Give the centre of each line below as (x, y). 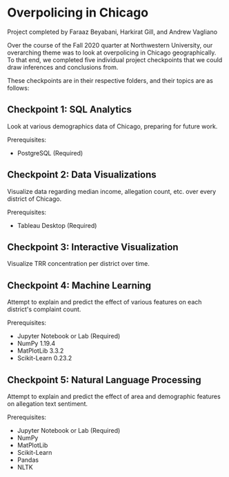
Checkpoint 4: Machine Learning (79, 285)
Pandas (28, 460)
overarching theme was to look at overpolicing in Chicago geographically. (112, 52)
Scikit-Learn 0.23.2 (44, 358)
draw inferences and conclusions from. (63, 67)
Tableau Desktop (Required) (57, 225)
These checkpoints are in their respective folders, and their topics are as (110, 80)
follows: (18, 88)
